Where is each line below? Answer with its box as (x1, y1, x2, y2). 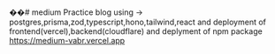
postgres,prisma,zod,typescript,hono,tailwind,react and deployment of (9, 17, 267, 27)
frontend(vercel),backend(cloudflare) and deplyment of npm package (9, 26, 263, 37)
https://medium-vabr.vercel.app (9, 36, 126, 45)
